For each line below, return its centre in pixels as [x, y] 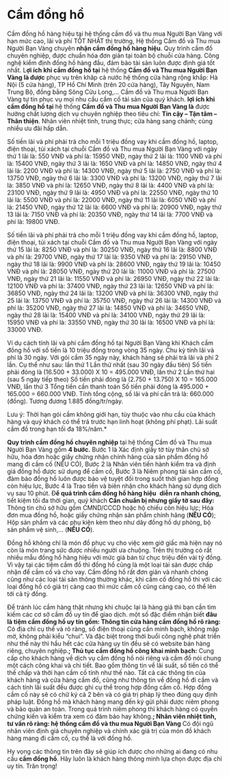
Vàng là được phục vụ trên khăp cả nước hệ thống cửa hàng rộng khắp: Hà [112, 77]
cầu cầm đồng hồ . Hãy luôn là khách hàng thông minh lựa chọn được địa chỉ [114, 758]
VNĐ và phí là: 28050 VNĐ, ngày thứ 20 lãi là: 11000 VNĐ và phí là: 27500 [111, 271]
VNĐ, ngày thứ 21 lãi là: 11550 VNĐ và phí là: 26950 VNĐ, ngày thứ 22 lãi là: [113, 278]
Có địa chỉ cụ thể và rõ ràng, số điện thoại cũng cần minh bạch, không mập [113, 629]
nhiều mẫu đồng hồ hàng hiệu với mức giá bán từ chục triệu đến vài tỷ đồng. [114, 557]
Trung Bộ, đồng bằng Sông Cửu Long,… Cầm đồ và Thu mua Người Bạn [108, 92]
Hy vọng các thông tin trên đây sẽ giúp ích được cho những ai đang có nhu [112, 751]
